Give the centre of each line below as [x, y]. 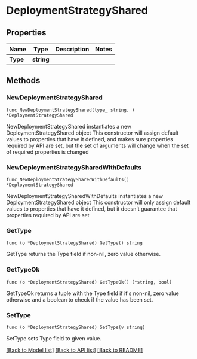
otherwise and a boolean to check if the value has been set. [80, 299]
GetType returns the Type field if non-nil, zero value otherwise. [84, 254]
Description [72, 49]
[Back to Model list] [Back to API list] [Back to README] [75, 350]
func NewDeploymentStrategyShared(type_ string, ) [70, 110]
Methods [23, 80]
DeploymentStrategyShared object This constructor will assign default [93, 133]
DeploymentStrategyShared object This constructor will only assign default [98, 202]
